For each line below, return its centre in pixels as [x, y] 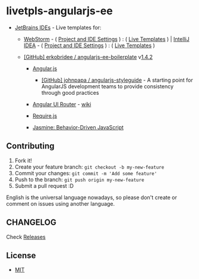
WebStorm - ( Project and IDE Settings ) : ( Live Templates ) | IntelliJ [107, 39]
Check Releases [26, 237]
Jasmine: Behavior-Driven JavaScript [78, 127]
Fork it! [23, 160]
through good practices [70, 92]
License [21, 255]
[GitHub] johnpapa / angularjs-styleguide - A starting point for [117, 80]
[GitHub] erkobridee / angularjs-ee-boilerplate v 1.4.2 [88, 57]
